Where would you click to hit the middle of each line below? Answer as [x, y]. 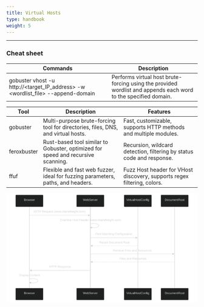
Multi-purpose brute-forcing [79, 120]
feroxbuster [23, 151]
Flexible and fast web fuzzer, [79, 170]
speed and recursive [69, 154]
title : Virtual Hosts [34, 13]
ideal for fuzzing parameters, [79, 176]
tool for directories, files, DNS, [80, 127]
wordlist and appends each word [152, 90]
